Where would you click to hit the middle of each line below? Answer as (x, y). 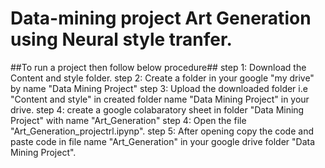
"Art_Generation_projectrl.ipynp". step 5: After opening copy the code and (162, 131)
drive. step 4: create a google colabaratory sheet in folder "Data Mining (157, 109)
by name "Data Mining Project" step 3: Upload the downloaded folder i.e (159, 88)
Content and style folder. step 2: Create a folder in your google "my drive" (162, 78)
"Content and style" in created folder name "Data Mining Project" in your (160, 99)
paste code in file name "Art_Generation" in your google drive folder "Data (163, 141)
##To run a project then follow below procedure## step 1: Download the (158, 67)
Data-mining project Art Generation (161, 18)
